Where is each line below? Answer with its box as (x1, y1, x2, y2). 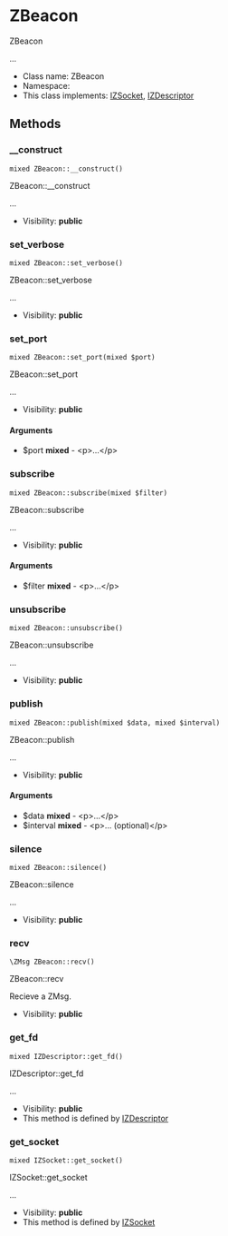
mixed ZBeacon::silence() (9, 864, 107, 873)
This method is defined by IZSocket (22, 1216, 156, 1227)
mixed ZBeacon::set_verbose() (9, 258, 124, 268)
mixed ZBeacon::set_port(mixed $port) (9, 353, 156, 362)
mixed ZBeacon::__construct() (9, 164, 124, 173)
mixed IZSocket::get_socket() (9, 1155, 124, 1165)
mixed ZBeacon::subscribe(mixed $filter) (9, 488, 168, 498)
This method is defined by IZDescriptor (22, 1112, 169, 1123)
